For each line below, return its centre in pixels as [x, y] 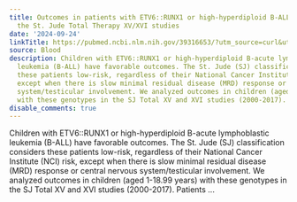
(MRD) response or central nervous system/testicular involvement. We [137, 171]
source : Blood [35, 50]
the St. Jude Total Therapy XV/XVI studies [98, 26]
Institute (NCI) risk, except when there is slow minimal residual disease [138, 161]
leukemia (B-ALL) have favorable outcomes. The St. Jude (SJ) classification [147, 143]
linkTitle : [29, 42]
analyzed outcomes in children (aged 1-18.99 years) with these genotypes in [148, 180]
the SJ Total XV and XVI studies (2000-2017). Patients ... [112, 190]
